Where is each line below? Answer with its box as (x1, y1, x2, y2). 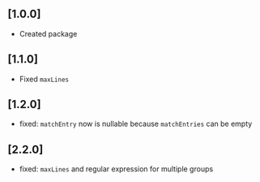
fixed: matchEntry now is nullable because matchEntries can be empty (19, 119, 253, 129)
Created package (19, 28, 78, 38)
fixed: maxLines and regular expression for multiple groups (19, 164, 214, 174)
